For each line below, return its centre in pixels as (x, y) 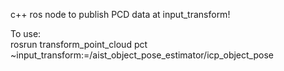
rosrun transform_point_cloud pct (79, 44)
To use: (26, 33)
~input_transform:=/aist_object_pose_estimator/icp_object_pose (142, 55)
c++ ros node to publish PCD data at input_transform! (120, 14)
